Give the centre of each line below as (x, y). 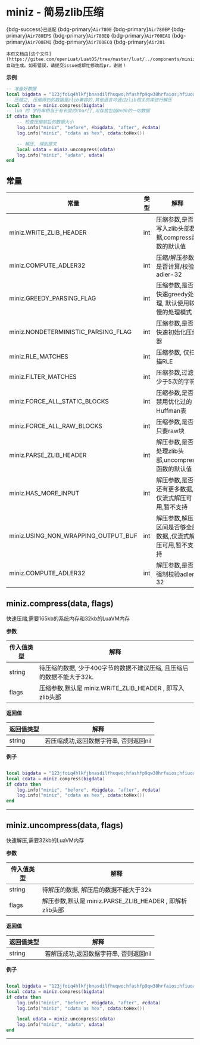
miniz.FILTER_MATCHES (43, 377)
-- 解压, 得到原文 (37, 144)
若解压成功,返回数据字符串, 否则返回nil (98, 954)
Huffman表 (171, 411)
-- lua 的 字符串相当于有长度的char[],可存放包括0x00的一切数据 (78, 111)
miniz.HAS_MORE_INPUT (44, 494)
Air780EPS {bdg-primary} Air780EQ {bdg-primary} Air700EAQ (99, 35)
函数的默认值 (174, 469)
